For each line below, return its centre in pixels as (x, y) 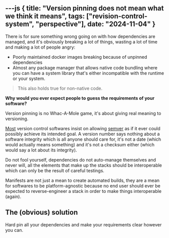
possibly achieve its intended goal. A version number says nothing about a (82, 134)
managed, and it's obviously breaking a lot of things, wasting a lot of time (81, 42)
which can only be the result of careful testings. (55, 170)
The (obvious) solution (42, 212)
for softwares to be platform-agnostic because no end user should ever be (83, 186)
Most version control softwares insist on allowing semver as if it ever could (83, 128)
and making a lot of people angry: (40, 47)
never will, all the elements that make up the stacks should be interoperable (84, 165)
